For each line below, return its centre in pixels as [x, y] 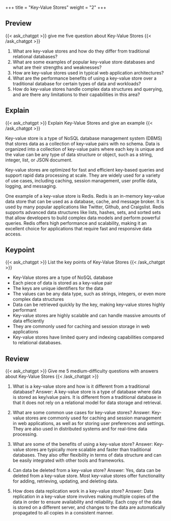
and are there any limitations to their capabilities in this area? [76, 94]
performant [24, 310]
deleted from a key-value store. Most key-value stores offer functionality [89, 476]
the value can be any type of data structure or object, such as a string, [79, 154]
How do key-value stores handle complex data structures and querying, [88, 89]
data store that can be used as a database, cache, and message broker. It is [85, 201]
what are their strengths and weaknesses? [57, 67]
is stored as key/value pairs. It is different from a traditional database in [87, 397]
